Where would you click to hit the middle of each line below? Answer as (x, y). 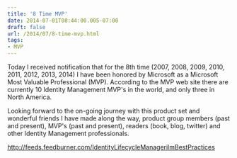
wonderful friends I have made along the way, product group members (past (118, 118)
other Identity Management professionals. (68, 133)
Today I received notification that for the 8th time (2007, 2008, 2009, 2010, (116, 67)
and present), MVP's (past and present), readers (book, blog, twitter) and (114, 126)
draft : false (27, 27)
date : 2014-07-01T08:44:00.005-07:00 (63, 21)
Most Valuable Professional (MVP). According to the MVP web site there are (118, 82)
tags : (15, 40)
